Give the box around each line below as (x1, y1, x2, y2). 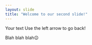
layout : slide (5, 7, 35, 12)
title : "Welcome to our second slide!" (5, 12, 88, 17)
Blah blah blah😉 (5, 35, 39, 41)
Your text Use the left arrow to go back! (5, 25, 86, 31)
